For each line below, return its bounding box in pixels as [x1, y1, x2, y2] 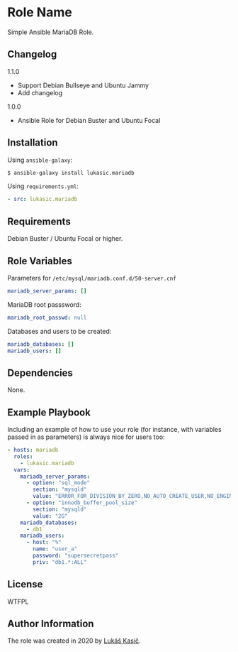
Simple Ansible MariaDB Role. [7, 28, 94, 36]
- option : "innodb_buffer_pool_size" [25, 499, 138, 506]
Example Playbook [7, 406, 91, 418]
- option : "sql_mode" [25, 479, 91, 487]
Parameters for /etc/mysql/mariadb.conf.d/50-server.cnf [7, 273, 177, 282]
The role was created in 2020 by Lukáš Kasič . [7, 636, 141, 645]
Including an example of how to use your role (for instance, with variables [7, 425, 222, 434]
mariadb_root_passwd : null [7, 314, 87, 321]
